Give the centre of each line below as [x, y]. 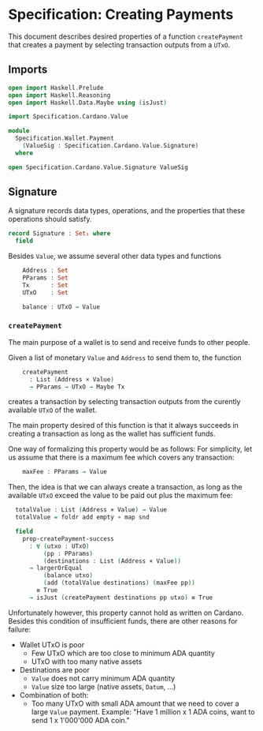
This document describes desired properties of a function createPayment [126, 36]
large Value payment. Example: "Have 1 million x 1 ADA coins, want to [143, 711]
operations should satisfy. [50, 219]
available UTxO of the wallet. [52, 410]
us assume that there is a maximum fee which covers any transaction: [121, 457]
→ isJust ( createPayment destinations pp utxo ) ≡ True [121, 598]
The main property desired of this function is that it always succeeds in [123, 425]
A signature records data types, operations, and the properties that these [127, 211]
